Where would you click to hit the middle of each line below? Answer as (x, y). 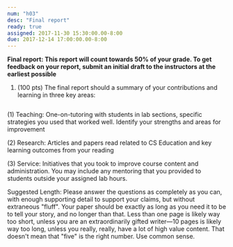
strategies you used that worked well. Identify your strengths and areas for (114, 122)
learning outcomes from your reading (61, 150)
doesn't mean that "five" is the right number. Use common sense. (101, 237)
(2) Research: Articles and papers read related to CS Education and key (110, 143)
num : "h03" (23, 14)
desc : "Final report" (39, 20)
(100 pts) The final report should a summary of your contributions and (117, 88)
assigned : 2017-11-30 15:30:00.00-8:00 (65, 33)
